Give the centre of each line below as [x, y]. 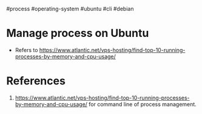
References [36, 81]
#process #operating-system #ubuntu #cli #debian [70, 9]
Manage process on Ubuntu [78, 33]
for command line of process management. [143, 104]
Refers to [26, 50]
